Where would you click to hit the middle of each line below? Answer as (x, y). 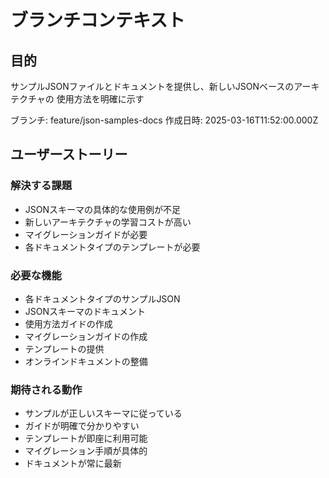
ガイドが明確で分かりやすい (82, 426)
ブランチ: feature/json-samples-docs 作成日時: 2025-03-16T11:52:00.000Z (164, 120)
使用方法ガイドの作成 (68, 323)
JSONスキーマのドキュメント (85, 311)
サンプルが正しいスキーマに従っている (103, 413)
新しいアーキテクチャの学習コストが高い (108, 222)
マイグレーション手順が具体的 (86, 451)
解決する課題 (41, 186)
